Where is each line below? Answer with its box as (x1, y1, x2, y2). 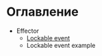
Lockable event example (26, 41, 96, 49)
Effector (16, 27, 39, 35)
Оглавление (6, 4, 79, 20)
